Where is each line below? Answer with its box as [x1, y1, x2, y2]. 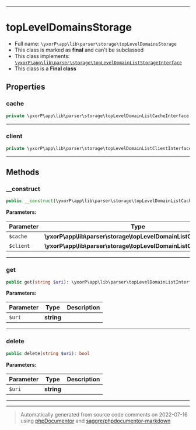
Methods [6, 168, 40, 178]
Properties [6, 82, 45, 92]
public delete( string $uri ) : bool [6, 350, 90, 356]
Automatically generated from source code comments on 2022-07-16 [20, 411, 188, 418]
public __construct [6, 198, 54, 204]
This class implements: [14, 52, 70, 59]
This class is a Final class [14, 65, 77, 72]
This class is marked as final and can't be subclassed [14, 46, 144, 53]
